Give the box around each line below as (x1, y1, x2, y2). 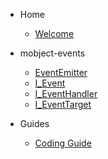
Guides (19, 118, 50, 129)
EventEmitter (34, 67, 88, 78)
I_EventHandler (34, 88, 98, 99)
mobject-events (19, 47, 86, 59)
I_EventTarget (34, 99, 92, 110)
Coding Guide (34, 137, 92, 149)
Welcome (34, 28, 75, 39)
